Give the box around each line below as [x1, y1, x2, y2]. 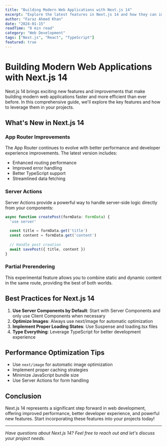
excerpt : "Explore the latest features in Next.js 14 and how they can [5, 12, 157, 17]
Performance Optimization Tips [5, 348, 105, 357]
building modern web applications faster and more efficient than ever [5, 93, 147, 100]
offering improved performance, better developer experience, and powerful [5, 411, 160, 417]
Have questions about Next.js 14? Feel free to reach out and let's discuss [5, 430, 155, 436]
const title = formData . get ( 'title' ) [9, 228, 88, 233]
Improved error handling [12, 165, 62, 171]
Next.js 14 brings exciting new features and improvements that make [5, 88, 146, 94]
